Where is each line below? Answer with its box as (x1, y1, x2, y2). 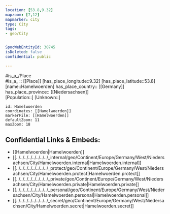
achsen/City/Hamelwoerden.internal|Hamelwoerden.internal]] (12, 160, 142, 166)
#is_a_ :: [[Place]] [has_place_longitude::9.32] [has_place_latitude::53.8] (5, 78, 156, 84)
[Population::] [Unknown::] (5, 94, 61, 100)
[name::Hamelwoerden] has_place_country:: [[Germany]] (5, 83, 124, 89)
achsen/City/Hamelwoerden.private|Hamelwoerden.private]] (12, 181, 140, 188)
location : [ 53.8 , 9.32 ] (5, 7, 53, 13)
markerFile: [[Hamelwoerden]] (5, 113, 70, 118)
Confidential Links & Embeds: (5, 136, 100, 144)
